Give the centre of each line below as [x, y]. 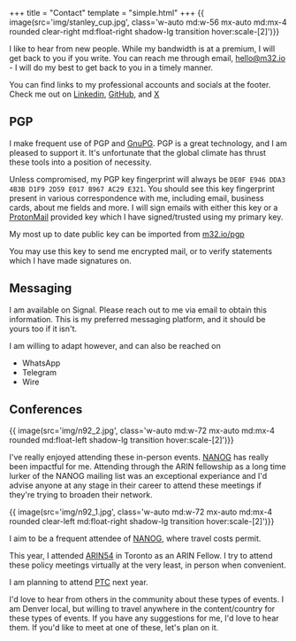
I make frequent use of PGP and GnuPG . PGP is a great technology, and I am [148, 143]
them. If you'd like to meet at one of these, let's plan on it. [114, 628]
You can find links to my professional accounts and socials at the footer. [140, 85]
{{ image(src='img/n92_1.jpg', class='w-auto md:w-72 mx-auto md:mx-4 [141, 512]
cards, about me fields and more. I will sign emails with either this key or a [144, 207]
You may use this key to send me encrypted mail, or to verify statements [140, 251]
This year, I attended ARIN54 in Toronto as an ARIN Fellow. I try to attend [141, 556]
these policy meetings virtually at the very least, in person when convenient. [148, 565]
